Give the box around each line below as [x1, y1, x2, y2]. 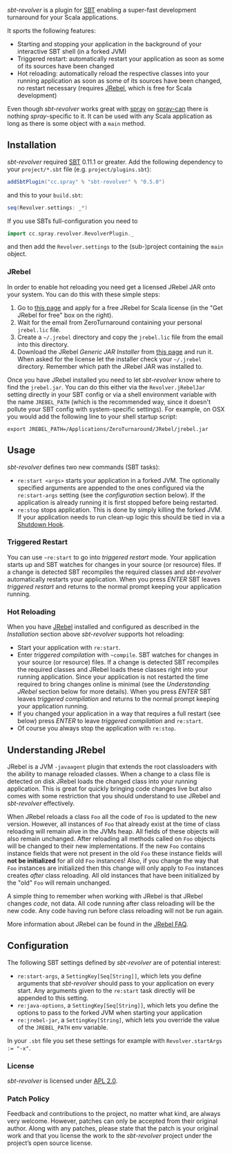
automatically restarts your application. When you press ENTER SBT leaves [7, 575, 221, 583]
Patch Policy [7, 1094, 50, 1104]
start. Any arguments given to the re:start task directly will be [17, 986, 195, 994]
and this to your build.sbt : [7, 191, 83, 199]
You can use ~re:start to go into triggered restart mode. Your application [7, 552, 216, 561]
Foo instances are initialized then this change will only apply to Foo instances [7, 863, 224, 872]
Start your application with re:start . [17, 644, 121, 652]
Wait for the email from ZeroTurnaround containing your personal [17, 318, 202, 327]
